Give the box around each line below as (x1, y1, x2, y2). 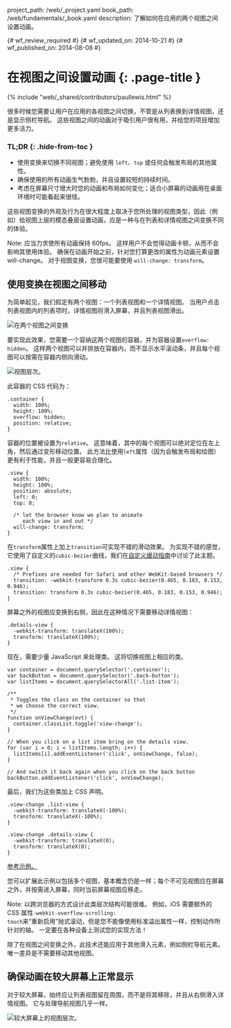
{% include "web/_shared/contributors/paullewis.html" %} (7, 93, 172, 101)
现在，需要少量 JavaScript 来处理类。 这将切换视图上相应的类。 (7, 653, 188, 661)
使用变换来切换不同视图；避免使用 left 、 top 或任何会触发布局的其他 (16, 158, 211, 167)
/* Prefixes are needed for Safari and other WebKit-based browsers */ (13, 571, 223, 578)
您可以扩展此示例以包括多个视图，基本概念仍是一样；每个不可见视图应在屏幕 (7, 877, 224, 885)
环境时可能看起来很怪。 (16, 192, 84, 201)
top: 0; (13, 500, 36, 507)
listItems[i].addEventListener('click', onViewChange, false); (13, 750, 198, 758)
